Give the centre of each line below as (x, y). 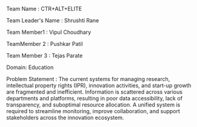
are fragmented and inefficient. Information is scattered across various (95, 92)
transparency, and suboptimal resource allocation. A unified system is (93, 105)
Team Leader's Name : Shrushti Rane (53, 20)
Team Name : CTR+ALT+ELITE (44, 9)
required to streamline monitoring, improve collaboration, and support (93, 111)
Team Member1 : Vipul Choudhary (49, 32)
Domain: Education (30, 67)
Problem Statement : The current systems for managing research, (88, 79)
